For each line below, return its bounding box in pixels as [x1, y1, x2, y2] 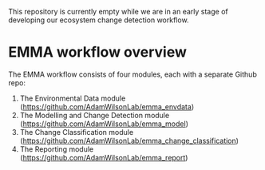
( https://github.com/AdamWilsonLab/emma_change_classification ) [19, 136, 239, 145]
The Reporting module [19, 144, 94, 154]
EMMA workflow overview [8, 43, 188, 61]
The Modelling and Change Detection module [19, 110, 170, 120]
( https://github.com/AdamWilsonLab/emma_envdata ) [19, 101, 194, 111]
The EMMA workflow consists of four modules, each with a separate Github [8, 69, 257, 79]
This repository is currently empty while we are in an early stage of [8, 7, 229, 16]
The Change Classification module [19, 127, 134, 136]
